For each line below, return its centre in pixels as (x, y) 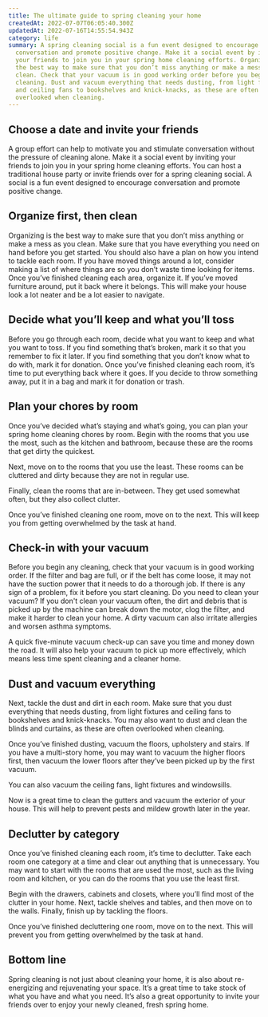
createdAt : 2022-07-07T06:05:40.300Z (71, 23)
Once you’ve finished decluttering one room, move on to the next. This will (131, 926)
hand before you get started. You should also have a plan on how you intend (134, 252)
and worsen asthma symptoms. (60, 626)
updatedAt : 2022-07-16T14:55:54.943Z (71, 30)
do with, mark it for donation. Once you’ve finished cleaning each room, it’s (132, 365)
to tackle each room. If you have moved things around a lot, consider (121, 261)
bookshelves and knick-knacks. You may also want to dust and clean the (128, 720)
